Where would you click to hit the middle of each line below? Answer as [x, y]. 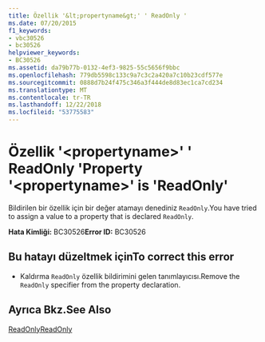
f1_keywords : [30, 30]
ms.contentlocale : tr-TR [49, 97]
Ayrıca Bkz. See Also [60, 310]
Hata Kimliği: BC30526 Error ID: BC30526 [77, 232]
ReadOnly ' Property [75, 169]
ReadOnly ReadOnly [40, 329]
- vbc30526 [26, 38]
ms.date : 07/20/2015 [43, 23]
